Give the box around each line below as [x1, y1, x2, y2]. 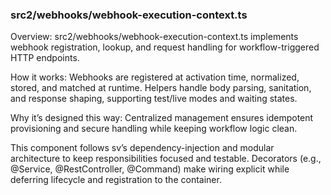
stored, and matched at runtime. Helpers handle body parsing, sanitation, [10, 82, 312, 94]
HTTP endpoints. [10, 52, 80, 64]
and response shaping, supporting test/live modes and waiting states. [10, 93, 298, 105]
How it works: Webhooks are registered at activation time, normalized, [10, 71, 300, 83]
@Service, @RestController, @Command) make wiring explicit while [10, 163, 290, 175]
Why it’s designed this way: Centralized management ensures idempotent [10, 112, 314, 124]
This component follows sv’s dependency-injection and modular [10, 142, 275, 154]
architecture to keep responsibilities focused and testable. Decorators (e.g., [10, 153, 322, 165]
